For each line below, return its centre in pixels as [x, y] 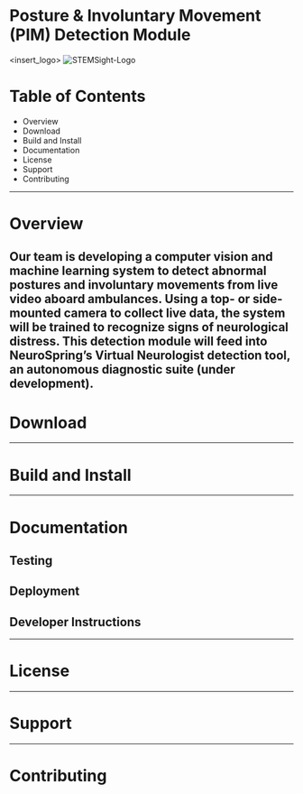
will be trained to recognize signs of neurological [149, 327]
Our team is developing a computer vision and [141, 257]
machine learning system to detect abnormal [138, 271]
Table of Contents [78, 97]
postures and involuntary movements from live [144, 285]
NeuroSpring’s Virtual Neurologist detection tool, [150, 356]
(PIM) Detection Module [100, 35]
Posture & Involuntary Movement [135, 16]
